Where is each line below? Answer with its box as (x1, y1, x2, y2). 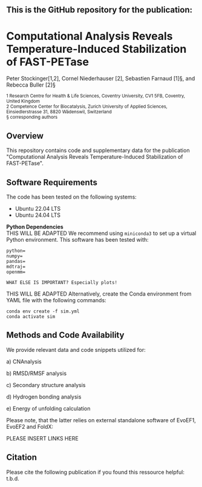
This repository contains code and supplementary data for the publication (6, 147, 190, 154)
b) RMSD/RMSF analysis (6, 369, 67, 377)
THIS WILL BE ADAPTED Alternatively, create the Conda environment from (6, 290, 192, 297)
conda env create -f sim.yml (6, 308, 80, 314)
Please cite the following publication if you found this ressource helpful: (6, 468, 184, 475)
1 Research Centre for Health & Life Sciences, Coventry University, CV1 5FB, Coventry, (6, 93, 186, 99)
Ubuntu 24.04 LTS (15, 211, 61, 219)
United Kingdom (6, 98, 41, 105)
